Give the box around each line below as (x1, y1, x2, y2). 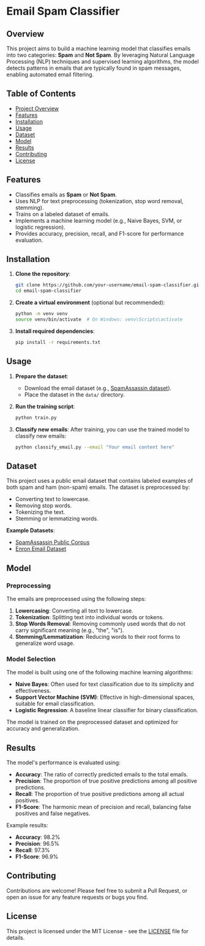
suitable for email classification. (15, 700, 95, 707)
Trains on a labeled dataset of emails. (15, 210, 110, 218)
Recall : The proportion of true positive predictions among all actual (15, 790, 185, 797)
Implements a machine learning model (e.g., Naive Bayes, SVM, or (15, 217, 182, 224)
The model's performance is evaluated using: (6, 759, 121, 766)
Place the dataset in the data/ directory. (24, 390, 125, 398)
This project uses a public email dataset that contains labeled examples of (6, 477, 193, 485)
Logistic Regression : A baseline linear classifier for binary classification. (15, 707, 199, 714)
